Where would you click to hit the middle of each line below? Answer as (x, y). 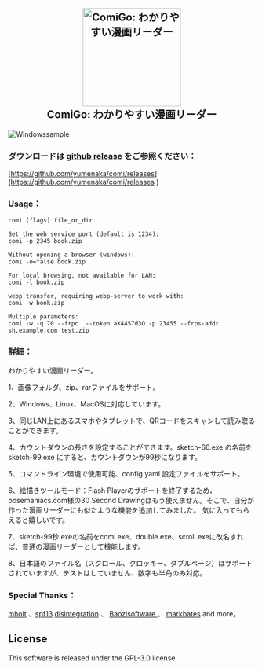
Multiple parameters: (44, 317)
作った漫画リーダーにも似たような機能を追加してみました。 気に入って (122, 510)
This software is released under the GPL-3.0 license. (93, 658)
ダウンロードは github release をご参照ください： (102, 156)
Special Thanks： (42, 595)
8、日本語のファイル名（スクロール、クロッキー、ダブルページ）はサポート (131, 563)
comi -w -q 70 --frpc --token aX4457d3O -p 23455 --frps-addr (114, 324)
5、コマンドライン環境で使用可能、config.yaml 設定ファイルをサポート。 (126, 473)
